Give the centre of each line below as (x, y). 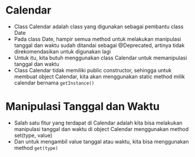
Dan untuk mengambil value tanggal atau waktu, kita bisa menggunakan (101, 141)
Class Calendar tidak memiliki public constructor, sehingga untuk (93, 70)
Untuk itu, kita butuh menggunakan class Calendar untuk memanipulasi (100, 58)
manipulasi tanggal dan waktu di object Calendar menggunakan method (101, 129)
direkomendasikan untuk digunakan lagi (62, 51)
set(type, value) (33, 135)
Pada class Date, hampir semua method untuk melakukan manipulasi (97, 39)
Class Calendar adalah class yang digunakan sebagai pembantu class (99, 26)
